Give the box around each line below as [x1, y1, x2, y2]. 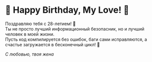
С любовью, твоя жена [5, 51, 54, 57]
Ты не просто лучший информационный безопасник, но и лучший [5, 26, 145, 31]
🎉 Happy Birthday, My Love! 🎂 [5, 4, 130, 16]
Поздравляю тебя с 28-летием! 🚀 [5, 21, 76, 27]
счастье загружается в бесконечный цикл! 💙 [5, 41, 100, 47]
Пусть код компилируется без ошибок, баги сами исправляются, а [5, 36, 148, 42]
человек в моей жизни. [5, 31, 54, 37]
